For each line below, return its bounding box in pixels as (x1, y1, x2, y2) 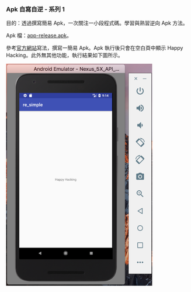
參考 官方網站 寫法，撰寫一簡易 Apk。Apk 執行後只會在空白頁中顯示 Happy (6, 44, 183, 51)
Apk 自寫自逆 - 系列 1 (6, 5, 65, 13)
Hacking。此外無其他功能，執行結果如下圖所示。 (6, 51, 124, 59)
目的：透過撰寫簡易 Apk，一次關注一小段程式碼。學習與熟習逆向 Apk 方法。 (6, 19, 188, 27)
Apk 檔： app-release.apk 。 (6, 32, 72, 39)
